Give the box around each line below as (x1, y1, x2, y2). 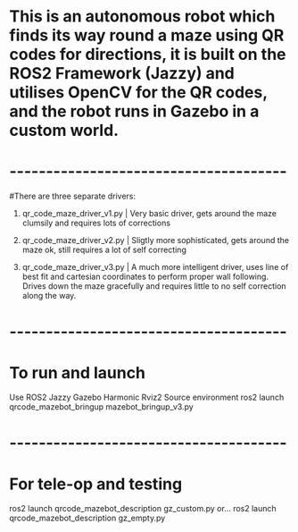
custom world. (9, 121, 119, 140)
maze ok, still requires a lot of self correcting (21, 244, 187, 256)
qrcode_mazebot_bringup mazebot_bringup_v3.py (9, 401, 194, 412)
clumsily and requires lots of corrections (21, 217, 171, 229)
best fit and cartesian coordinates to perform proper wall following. (21, 271, 269, 283)
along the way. (21, 291, 77, 301)
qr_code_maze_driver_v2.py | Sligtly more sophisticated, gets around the (21, 235, 290, 246)
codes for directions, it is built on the (9, 45, 286, 64)
